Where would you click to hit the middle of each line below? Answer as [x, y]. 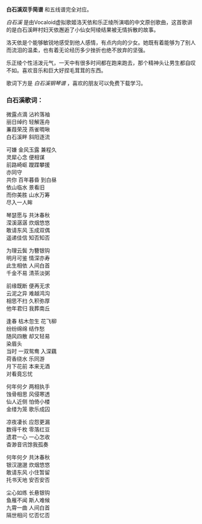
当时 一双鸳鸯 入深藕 [32, 351]
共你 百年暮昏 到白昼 [32, 180]
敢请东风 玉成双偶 [28, 230]
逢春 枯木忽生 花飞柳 [32, 321]
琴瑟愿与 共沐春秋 [28, 215]
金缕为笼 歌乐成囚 [28, 409]
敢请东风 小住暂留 [28, 472]
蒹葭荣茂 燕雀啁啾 [28, 129]
